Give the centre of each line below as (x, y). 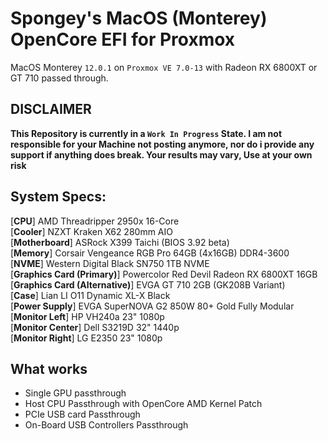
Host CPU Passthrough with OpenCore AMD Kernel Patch (143, 404)
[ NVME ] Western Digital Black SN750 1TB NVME (110, 263)
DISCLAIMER (51, 109)
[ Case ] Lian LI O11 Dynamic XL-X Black (90, 295)
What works (49, 368)
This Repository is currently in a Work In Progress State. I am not (146, 133)
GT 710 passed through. (59, 78)
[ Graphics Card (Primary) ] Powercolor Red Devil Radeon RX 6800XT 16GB (164, 274)
